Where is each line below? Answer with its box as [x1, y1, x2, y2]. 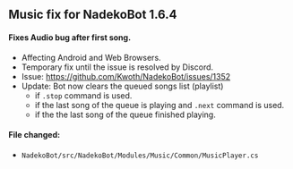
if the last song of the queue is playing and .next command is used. [34, 99, 285, 110]
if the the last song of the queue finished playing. [34, 109, 216, 120]
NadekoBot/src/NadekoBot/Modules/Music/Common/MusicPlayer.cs [21, 151, 259, 160]
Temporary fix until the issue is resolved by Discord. [21, 62, 214, 72]
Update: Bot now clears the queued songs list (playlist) [21, 80, 224, 91]
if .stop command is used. [34, 89, 133, 101]
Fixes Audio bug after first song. [8, 31, 132, 43]
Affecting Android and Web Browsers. [21, 52, 162, 63]
